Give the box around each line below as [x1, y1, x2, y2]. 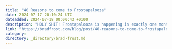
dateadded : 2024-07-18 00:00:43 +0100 [5, 17, 88, 22]
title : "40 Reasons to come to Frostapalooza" [5, 7, 106, 13]
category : [5, 31, 27, 36]
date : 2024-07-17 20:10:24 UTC [5, 12, 72, 17]
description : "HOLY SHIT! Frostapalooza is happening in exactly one [5, 21, 157, 27]
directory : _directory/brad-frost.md [5, 36, 86, 41]
